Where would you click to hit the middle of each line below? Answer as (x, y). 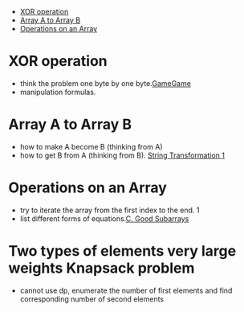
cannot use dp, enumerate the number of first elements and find (126, 290)
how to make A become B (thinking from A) (91, 146)
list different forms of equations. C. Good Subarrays (104, 218)
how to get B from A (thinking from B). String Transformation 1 (122, 155)
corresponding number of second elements (92, 299)
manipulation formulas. (58, 92)
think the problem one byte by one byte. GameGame (105, 83)
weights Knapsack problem (102, 268)
